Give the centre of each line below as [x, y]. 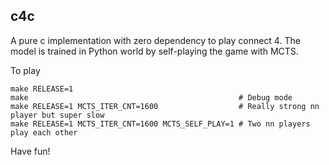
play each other [44, 132]
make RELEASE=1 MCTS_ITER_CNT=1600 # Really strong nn [165, 106]
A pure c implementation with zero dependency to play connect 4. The [155, 40]
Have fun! [30, 151]
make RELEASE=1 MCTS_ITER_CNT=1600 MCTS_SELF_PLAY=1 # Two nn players [160, 124]
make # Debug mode [151, 97]
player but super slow [57, 115]
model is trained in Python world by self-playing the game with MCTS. [154, 51]
